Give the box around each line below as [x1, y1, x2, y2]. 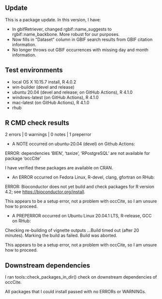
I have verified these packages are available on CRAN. [5, 165, 113, 171]
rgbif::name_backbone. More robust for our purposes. [12, 31, 120, 37]
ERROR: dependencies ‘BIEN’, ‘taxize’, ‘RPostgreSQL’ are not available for [5, 150, 150, 156]
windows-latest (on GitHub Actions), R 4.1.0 [12, 94, 99, 100]
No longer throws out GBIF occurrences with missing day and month [12, 47, 149, 52]
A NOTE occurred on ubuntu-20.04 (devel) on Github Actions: [12, 141, 135, 147]
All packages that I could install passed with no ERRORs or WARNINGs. [5, 289, 147, 295]
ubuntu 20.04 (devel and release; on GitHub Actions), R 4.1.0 [12, 89, 133, 95]
